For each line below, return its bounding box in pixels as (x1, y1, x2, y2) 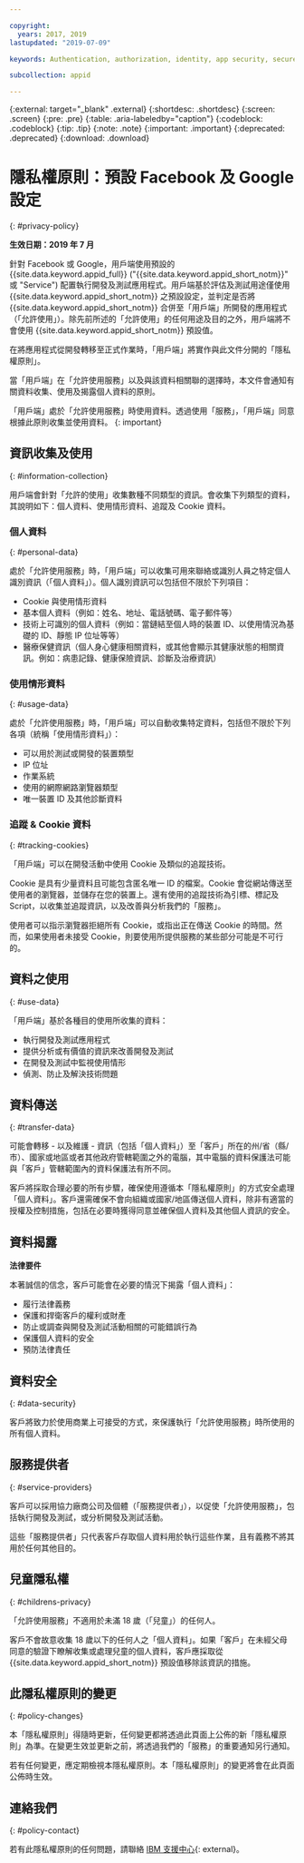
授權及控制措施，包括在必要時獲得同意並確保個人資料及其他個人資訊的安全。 (9, 1205, 295, 1216)
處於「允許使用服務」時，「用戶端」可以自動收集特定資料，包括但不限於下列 (9, 718, 291, 729)
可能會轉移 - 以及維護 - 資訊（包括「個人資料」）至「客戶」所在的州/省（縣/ (9, 1141, 290, 1152)
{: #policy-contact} (9, 1825, 80, 1836)
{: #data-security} (9, 1398, 77, 1409)
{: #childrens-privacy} (9, 1596, 92, 1607)
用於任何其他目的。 (9, 1542, 81, 1553)
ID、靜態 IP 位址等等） (40, 630, 125, 641)
